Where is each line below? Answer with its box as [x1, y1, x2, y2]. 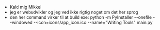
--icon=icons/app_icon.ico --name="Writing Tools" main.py [33, 19, 153, 25]
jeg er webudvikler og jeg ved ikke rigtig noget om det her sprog [9, 9, 138, 15]
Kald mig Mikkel [9, 4, 42, 10]
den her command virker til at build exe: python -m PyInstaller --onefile [9, 15, 152, 20]
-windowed [9, 19, 33, 25]
